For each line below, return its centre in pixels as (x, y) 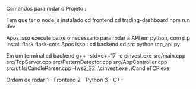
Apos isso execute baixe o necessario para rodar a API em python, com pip (98, 38)
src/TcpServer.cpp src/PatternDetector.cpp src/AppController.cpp (87, 62)
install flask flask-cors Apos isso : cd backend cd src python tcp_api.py (93, 44)
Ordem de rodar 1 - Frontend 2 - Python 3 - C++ (65, 80)
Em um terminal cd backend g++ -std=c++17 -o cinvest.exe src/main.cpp (96, 55)
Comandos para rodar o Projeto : (46, 9)
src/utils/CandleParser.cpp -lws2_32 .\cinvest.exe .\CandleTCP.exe (88, 68)
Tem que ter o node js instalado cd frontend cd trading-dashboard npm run (98, 20)
